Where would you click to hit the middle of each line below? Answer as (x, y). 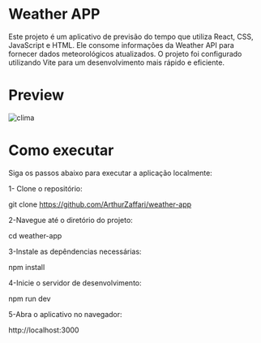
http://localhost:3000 (44, 330)
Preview (36, 95)
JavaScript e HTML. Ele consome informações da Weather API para (122, 45)
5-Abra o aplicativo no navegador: (66, 314)
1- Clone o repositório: (45, 188)
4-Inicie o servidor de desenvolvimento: (75, 283)
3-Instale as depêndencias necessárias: (75, 251)
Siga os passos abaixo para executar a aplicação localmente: (110, 173)
